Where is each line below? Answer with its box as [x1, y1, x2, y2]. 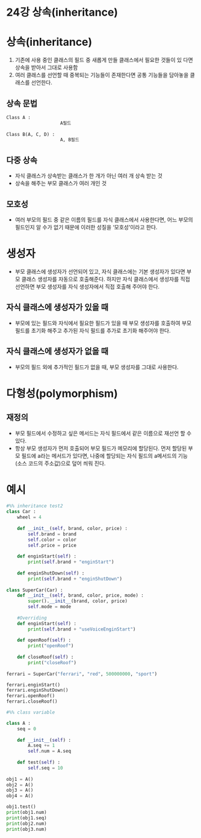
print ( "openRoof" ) [28, 643, 74, 649]
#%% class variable [6, 709, 55, 716]
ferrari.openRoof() [6, 693, 55, 699]
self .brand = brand [28, 531, 77, 537]
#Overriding [17, 615, 47, 621]
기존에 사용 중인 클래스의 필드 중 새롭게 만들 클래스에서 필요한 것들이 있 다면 [14, 57, 194, 64]
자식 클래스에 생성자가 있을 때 [6, 302, 109, 313]
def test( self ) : [17, 759, 61, 766]
